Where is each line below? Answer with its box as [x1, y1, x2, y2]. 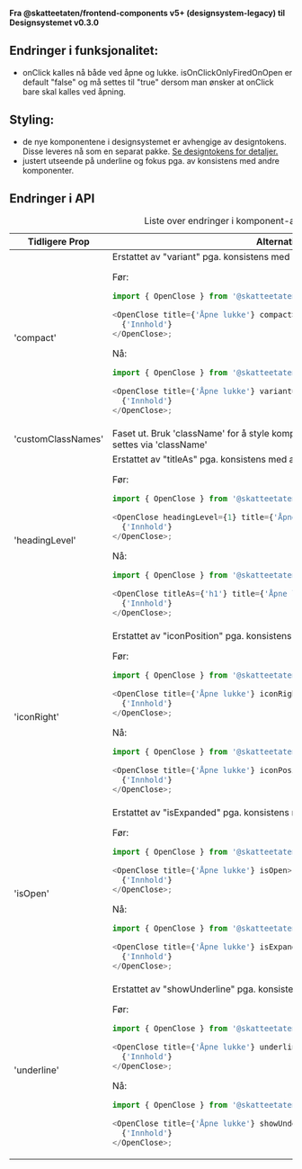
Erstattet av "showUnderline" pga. [111, 983, 256, 995]
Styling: [9, 112, 55, 128]
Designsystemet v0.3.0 [9, 17, 99, 28]
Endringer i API [9, 191, 95, 206]
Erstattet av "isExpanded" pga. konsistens [111, 806, 289, 819]
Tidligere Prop [27, 236, 90, 248]
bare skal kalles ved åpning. [22, 85, 126, 97]
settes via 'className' [111, 438, 209, 451]
